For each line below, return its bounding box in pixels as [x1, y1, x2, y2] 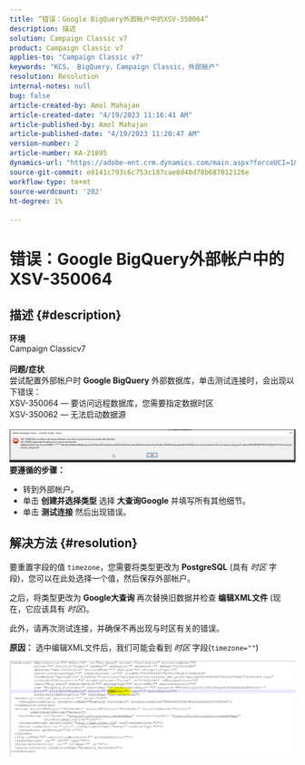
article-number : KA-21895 [9, 149, 107, 158]
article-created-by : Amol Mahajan [9, 101, 141, 110]
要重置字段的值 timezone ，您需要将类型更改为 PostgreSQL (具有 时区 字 [9, 561, 277, 572]
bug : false [9, 91, 51, 100]
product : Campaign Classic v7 [9, 44, 124, 53]
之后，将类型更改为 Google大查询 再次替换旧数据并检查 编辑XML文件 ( [9, 592, 274, 603]
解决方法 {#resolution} [9, 535, 138, 551]
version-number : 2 [9, 139, 79, 149]
